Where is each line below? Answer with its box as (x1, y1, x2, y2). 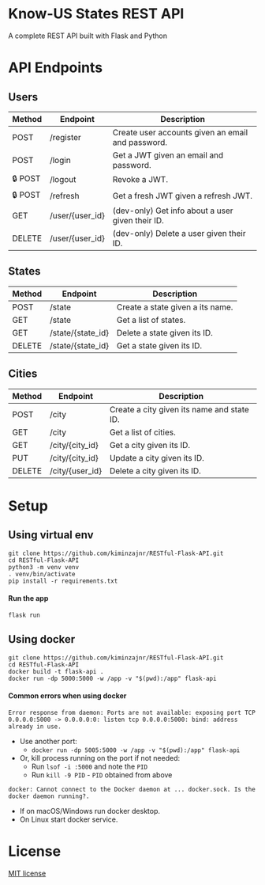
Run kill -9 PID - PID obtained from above (31, 769, 173, 780)
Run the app (8, 594, 49, 603)
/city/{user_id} (50, 465, 103, 476)
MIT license (8, 868, 47, 878)
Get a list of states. (117, 314, 186, 325)
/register (50, 131, 81, 142)
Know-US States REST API (8, 5, 185, 23)
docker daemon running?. (8, 792, 90, 800)
